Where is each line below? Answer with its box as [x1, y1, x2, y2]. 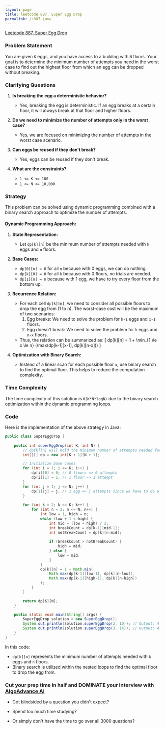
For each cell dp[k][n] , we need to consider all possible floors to [19, 301, 151, 307]
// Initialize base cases [23, 461, 76, 466]
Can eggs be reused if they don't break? [12, 147, 96, 153]
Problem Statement [5, 42, 53, 49]
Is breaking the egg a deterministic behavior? [12, 92, 107, 99]
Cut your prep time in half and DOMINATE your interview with [5, 682, 154, 689]
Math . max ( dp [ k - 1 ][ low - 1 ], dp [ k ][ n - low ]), [49, 571, 135, 576]
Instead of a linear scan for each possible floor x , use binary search [19, 361, 156, 368]
